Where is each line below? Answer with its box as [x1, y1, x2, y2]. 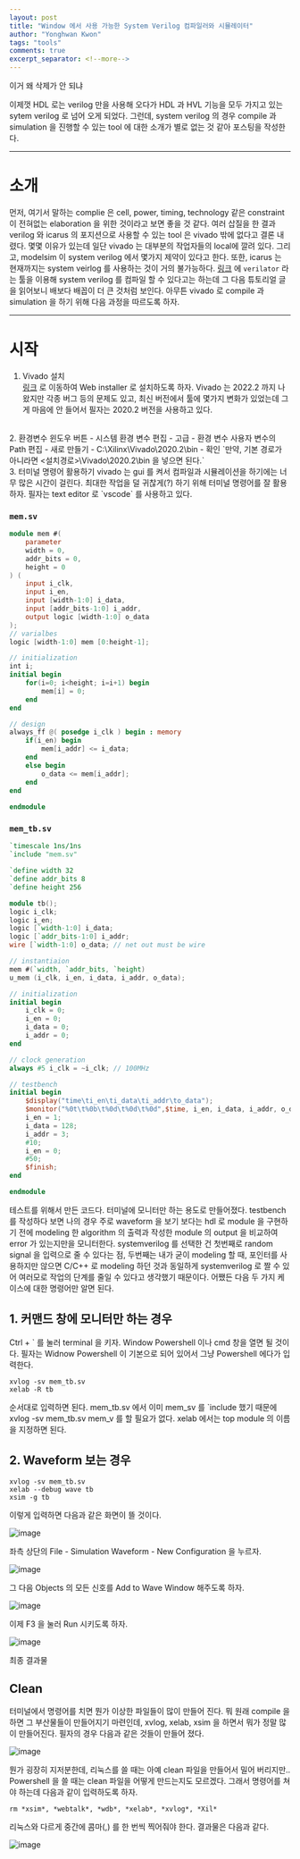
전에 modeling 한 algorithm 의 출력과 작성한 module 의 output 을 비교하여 [18, 1226, 279, 1238]
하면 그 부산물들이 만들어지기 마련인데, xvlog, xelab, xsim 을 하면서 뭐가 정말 [9, 1717, 278, 1728]
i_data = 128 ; [25, 1121, 78, 1131]
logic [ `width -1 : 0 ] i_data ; [9, 924, 114, 933]
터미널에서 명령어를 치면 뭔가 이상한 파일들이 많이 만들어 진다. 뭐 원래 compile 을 [9, 1706, 290, 1717]
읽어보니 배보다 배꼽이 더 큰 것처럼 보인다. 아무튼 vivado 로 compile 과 [18, 285, 265, 296]
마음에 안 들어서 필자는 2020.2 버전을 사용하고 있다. [31, 404, 212, 415]
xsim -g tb [9, 1493, 50, 1501]
